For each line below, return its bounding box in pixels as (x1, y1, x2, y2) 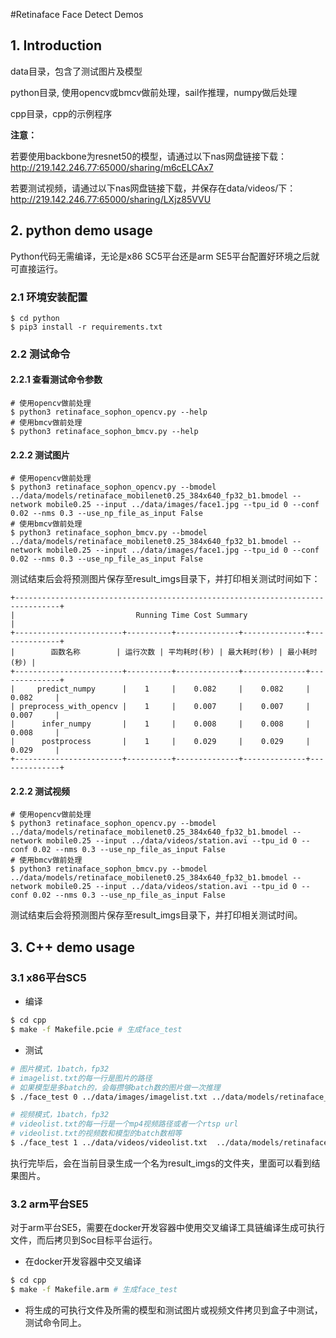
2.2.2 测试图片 (10, 449, 71, 461)
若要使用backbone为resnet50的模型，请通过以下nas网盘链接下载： (10, 150, 287, 162)
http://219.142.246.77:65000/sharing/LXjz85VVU (10, 193, 212, 205)
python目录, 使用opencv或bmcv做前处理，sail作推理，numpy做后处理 (10, 86, 298, 98)
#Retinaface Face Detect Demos (10, 9, 144, 20)
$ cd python (10, 313, 60, 323)
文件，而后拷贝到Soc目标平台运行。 (10, 1234, 158, 1246)
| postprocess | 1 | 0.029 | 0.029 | (10, 737, 311, 747)
